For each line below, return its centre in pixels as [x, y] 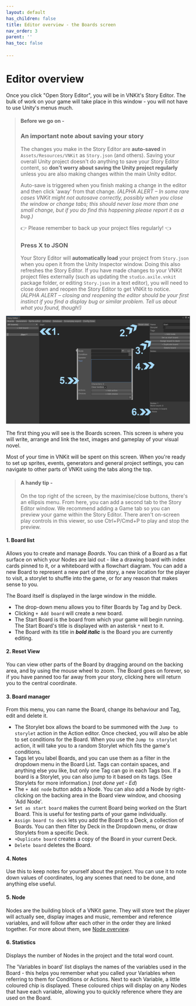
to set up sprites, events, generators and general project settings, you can [95, 463]
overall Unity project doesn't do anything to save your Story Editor [100, 161]
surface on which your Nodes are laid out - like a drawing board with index [96, 559]
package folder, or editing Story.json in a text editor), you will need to [104, 283]
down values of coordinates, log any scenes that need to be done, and [91, 878]
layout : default [26, 12]
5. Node [16, 897]
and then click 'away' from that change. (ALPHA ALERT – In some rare [105, 191]
